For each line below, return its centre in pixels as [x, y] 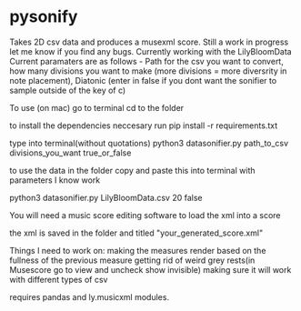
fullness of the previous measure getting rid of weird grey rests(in [132, 260]
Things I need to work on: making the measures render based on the [138, 250]
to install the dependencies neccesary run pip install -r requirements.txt [144, 125]
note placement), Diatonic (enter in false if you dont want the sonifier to [143, 80]
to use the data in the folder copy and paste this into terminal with [133, 170]
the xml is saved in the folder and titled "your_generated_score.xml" [136, 233]
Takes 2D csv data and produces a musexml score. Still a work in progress [149, 42]
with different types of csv [59, 279]
